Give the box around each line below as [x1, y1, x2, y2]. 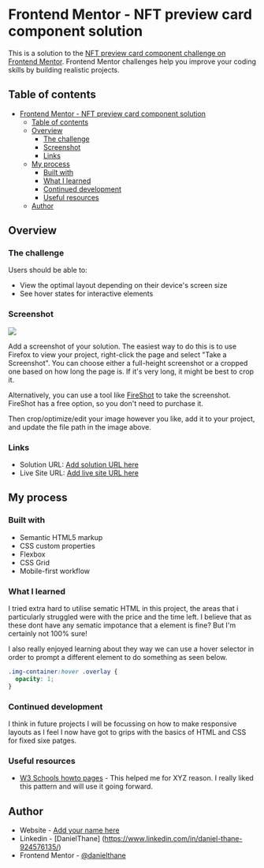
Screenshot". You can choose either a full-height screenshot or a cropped [8, 358, 248, 367]
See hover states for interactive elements [19, 289, 154, 299]
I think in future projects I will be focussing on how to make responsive [8, 719, 237, 728]
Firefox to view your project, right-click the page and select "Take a [8, 349, 227, 359]
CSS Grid [19, 557, 50, 567]
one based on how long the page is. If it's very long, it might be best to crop [8, 367, 255, 376]
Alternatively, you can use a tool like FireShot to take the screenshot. [8, 390, 231, 400]
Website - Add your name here [19, 825, 120, 835]
